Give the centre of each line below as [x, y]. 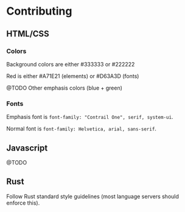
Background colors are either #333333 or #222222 [71, 64]
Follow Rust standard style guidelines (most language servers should [93, 196]
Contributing [39, 11]
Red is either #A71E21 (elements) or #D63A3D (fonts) [73, 76]
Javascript [27, 148]
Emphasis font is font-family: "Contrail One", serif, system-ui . [90, 117]
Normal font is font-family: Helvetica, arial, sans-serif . [82, 129]
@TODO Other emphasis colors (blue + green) [65, 88]
